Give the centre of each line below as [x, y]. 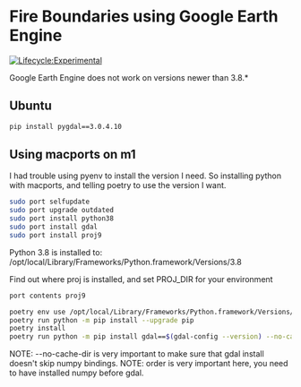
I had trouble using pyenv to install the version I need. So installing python [146, 176]
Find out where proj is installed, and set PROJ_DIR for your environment [141, 279]
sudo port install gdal [54, 227]
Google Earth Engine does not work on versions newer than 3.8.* [129, 77]
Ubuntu [30, 106]
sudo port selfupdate [50, 202]
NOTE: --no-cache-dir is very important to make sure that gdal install [137, 354]
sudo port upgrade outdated [62, 211]
